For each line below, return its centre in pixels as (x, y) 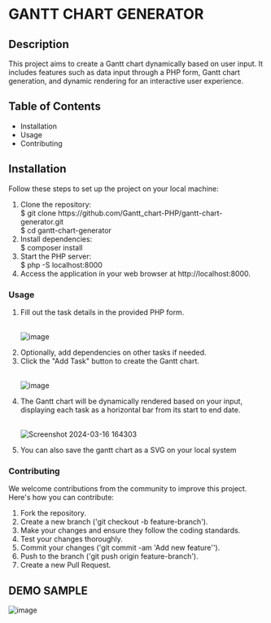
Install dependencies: (56, 239)
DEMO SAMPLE (48, 590)
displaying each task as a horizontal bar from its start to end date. (130, 410)
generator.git (42, 221)
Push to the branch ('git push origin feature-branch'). (109, 556)
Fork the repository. (53, 513)
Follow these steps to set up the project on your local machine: (114, 189)
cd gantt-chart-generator (70, 230)
